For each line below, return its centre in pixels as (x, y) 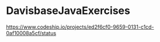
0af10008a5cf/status (31, 33)
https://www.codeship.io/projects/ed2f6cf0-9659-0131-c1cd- (80, 27)
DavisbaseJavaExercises (68, 11)
